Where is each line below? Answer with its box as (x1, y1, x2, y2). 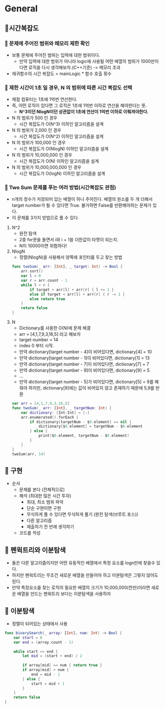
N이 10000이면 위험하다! (19, 243, 67, 249)
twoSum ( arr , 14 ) (11, 451, 45, 456)
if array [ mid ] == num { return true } (22, 663, 102, 668)
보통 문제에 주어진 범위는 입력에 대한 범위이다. (11, 52, 101, 58)
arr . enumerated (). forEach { (21, 415, 79, 420)
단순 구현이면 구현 (26, 505, 61, 511)
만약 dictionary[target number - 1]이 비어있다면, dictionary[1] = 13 (19, 355, 150, 361)
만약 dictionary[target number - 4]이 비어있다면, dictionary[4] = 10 (19, 349, 152, 355)
